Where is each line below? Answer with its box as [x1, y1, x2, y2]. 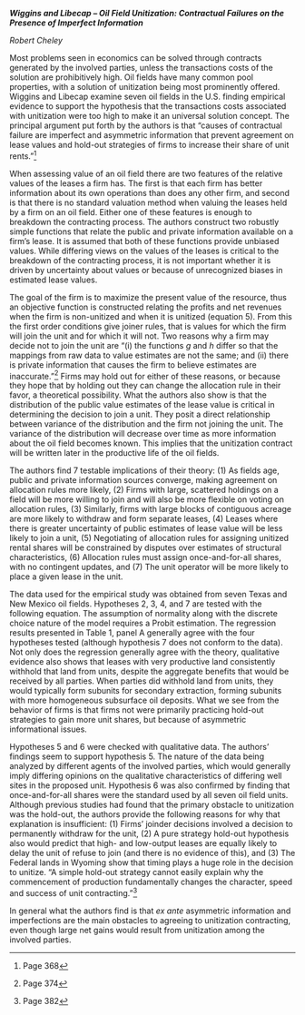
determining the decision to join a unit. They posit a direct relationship [9, 409, 271, 420]
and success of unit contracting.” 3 [9, 886, 138, 898]
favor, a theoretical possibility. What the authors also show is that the [9, 389, 268, 400]
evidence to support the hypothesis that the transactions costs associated [9, 101, 287, 112]
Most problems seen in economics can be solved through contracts [9, 53, 262, 63]
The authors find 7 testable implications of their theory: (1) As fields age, [9, 465, 280, 476]
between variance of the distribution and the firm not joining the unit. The [9, 419, 284, 429]
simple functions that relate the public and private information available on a [9, 226, 293, 237]
